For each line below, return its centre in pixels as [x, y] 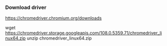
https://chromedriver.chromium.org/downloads [53, 18]
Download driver [26, 7]
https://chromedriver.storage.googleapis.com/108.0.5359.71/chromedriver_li [84, 33]
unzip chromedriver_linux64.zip [59, 38]
